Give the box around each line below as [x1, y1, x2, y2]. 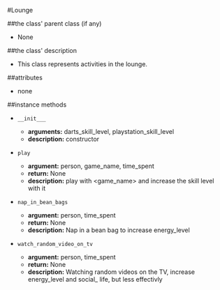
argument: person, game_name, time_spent [27, 162, 155, 170]
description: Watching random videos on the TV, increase [27, 268, 196, 276]
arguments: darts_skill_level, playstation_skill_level [27, 128, 175, 135]
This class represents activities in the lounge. [17, 60, 148, 68]
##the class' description [7, 47, 77, 54]
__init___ [17, 115, 47, 122]
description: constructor [27, 135, 100, 143]
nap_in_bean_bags [17, 199, 68, 206]
